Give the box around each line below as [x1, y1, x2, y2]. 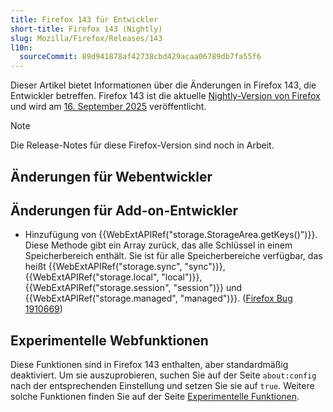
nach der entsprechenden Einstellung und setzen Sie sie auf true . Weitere [10, 380, 315, 392]
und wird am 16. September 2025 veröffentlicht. [10, 101, 207, 113]
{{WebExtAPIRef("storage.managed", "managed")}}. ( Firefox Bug [24, 292, 293, 305]
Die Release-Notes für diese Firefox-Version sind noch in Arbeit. [10, 139, 275, 151]
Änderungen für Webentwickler [10, 168, 213, 185]
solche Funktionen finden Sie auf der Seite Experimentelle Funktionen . [10, 391, 300, 403]
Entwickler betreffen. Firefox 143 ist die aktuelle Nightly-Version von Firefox [10, 90, 321, 102]
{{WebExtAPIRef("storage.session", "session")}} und [24, 282, 243, 294]
